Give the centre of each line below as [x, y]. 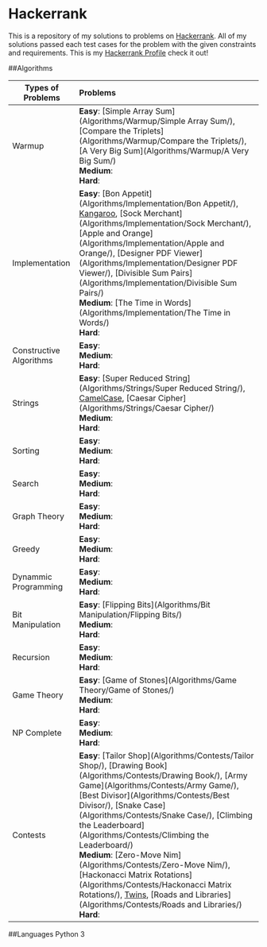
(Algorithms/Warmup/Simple [132, 121]
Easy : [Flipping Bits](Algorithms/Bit [145, 605]
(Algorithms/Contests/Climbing [137, 835]
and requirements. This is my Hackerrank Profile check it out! [108, 52]
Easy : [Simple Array [116, 110]
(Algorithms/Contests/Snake [132, 815]
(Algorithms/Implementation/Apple [143, 243]
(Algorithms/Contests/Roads [132, 904]
